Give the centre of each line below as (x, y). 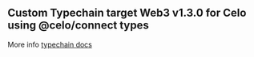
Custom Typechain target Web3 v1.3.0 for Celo (127, 13)
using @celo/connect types (78, 26)
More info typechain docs (50, 44)
